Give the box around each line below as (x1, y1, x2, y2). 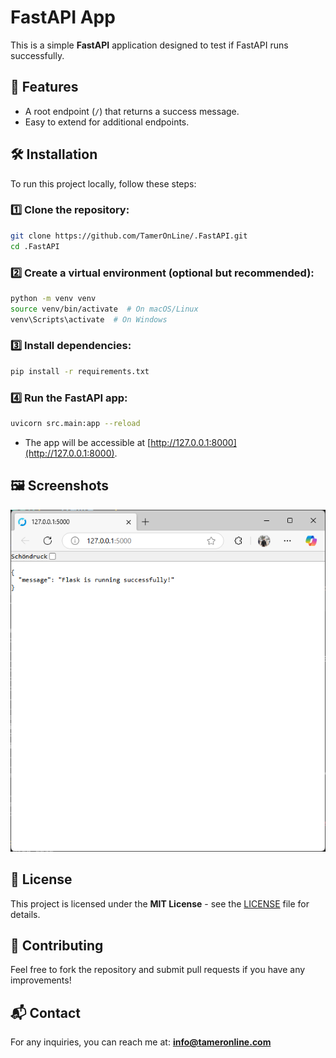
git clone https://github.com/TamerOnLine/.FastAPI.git (10, 231, 248, 241)
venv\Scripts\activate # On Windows (10, 314, 168, 325)
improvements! (10, 974, 72, 986)
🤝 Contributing (10, 937, 104, 954)
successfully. (10, 49, 65, 61)
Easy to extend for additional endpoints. (24, 116, 190, 128)
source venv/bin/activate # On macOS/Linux (10, 304, 199, 314)
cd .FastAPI (10, 241, 60, 251)
